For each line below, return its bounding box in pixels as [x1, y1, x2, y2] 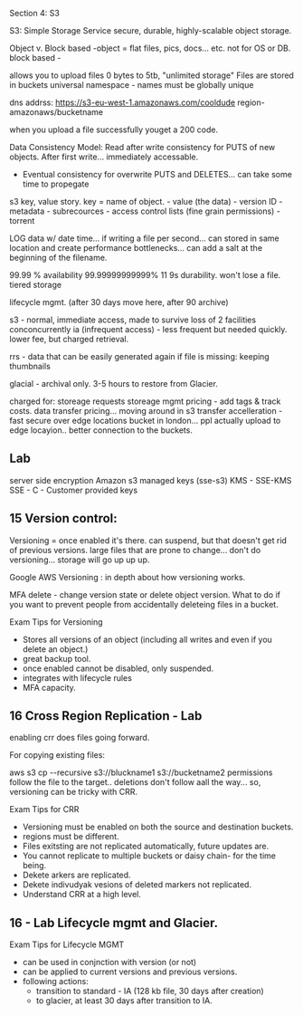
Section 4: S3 [9, 8, 61, 18]
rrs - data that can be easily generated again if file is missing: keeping [9, 351, 270, 361]
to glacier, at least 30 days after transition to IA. [35, 995, 213, 1006]
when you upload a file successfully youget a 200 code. [9, 124, 219, 135]
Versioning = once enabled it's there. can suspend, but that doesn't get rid [9, 534, 288, 546]
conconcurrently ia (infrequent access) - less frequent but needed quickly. [9, 324, 288, 334]
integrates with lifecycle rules [22, 672, 133, 683]
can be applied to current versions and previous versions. [22, 966, 238, 977]
